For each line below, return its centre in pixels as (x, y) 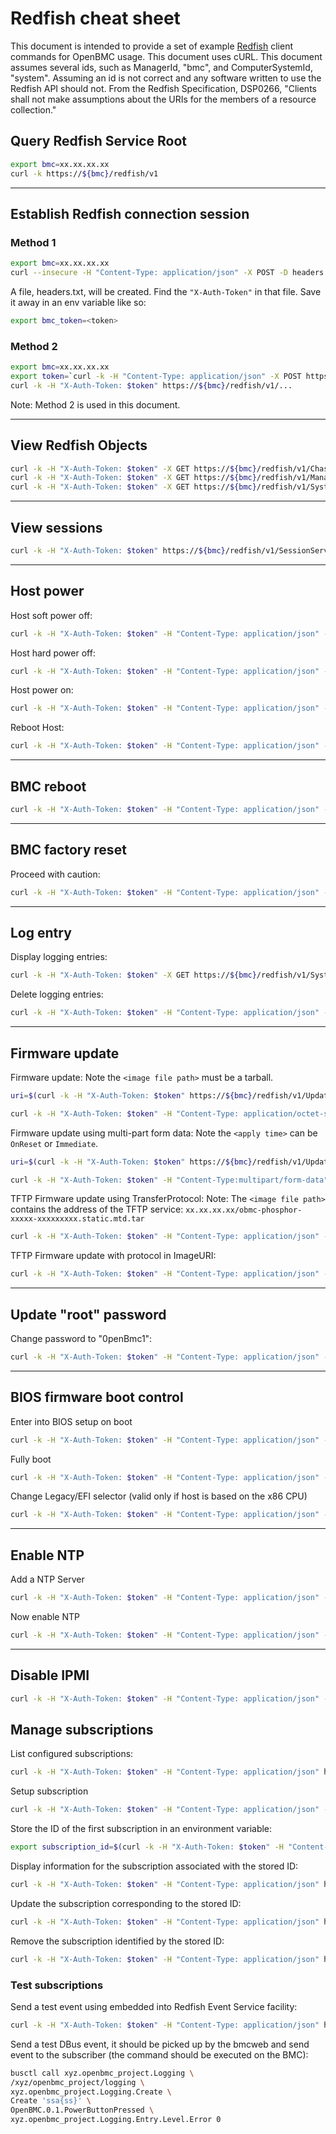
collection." (33, 109)
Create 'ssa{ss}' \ (51, 2101)
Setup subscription (49, 1791)
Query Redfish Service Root (98, 141)
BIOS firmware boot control (97, 1397)
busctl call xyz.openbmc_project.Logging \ (102, 2073)
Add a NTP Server (47, 1579)
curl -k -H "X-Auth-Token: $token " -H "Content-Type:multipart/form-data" (169, 1180)
